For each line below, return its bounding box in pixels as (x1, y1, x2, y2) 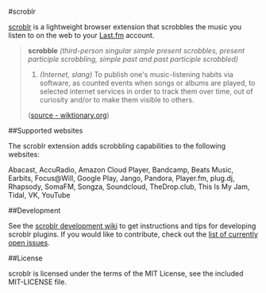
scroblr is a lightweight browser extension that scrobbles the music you (8, 22, 242, 31)
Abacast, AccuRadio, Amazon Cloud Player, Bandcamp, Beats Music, (8, 165, 234, 174)
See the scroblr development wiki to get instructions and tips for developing (8, 222, 256, 230)
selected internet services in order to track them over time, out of (39, 87, 253, 96)
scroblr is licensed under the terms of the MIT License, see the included (8, 269, 244, 278)
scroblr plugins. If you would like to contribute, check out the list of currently (8, 229, 258, 239)
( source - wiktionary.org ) (27, 110, 110, 120)
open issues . (8, 238, 50, 247)
